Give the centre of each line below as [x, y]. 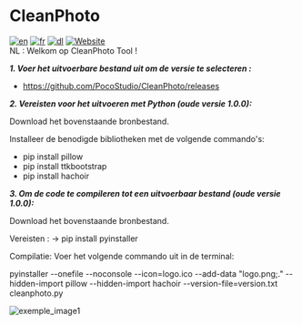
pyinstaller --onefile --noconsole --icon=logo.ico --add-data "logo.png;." [146, 273]
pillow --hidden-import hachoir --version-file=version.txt [171, 283]
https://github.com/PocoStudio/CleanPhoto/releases [121, 86]
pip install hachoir [56, 176]
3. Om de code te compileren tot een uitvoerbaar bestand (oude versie [145, 193]
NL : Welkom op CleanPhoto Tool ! [74, 50]
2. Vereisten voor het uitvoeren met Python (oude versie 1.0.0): [131, 103]
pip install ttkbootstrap [65, 166]
